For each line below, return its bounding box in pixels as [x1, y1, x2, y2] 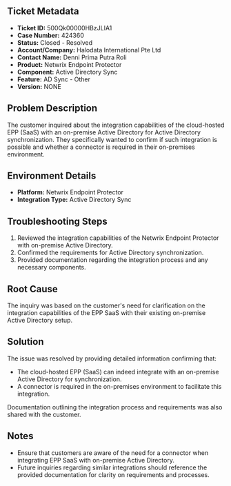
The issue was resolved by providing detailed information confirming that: [7, 354, 217, 363]
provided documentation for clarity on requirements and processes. [17, 470, 210, 478]
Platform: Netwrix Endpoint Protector [17, 188, 124, 196]
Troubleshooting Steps [7, 215, 108, 227]
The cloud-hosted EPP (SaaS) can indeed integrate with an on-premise [17, 367, 219, 376]
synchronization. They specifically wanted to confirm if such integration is [7, 135, 217, 143]
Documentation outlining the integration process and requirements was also [7, 403, 223, 411]
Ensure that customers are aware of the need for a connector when [17, 448, 209, 457]
